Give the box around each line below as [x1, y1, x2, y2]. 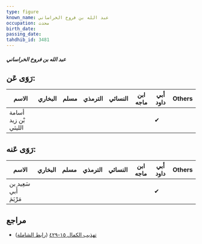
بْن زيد [9, 116, 25, 124]
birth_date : [6, 25, 36, 32]
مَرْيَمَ [9, 195, 22, 203]
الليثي [9, 124, 24, 132]
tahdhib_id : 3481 [6, 37, 50, 43]
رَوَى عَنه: [6, 144, 36, 154]
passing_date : [6, 31, 42, 37]
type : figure [6, 8, 39, 15]
